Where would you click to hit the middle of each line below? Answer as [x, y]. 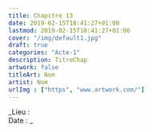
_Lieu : [19, 112]
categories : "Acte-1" [44, 52]
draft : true [28, 45]
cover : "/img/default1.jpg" [55, 38]
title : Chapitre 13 [41, 16]
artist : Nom [28, 82]
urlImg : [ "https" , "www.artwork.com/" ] [77, 89]
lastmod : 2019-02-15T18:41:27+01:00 [69, 30]
